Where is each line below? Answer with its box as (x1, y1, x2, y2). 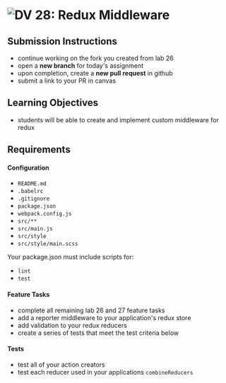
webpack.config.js (17, 211, 72, 218)
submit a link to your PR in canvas (17, 76, 117, 85)
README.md (17, 180, 47, 187)
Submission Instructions (7, 35, 118, 47)
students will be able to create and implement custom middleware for (17, 115, 219, 124)
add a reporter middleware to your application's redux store (17, 313, 191, 322)
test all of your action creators (17, 360, 106, 369)
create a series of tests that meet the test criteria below (17, 329, 179, 337)
